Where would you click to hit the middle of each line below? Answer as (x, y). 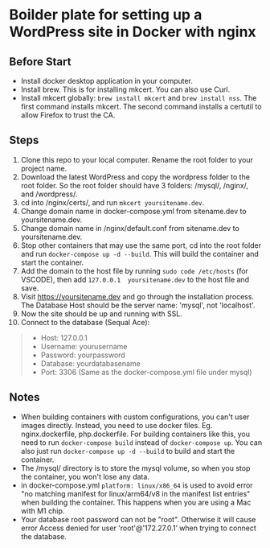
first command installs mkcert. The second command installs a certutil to (141, 107)
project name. (44, 168)
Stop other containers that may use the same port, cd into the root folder (141, 245)
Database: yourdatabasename (91, 363)
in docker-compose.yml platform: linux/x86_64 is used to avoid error (137, 485)
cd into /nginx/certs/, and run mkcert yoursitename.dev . (112, 202)
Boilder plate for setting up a (106, 15)
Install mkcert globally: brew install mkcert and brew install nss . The (139, 98)
